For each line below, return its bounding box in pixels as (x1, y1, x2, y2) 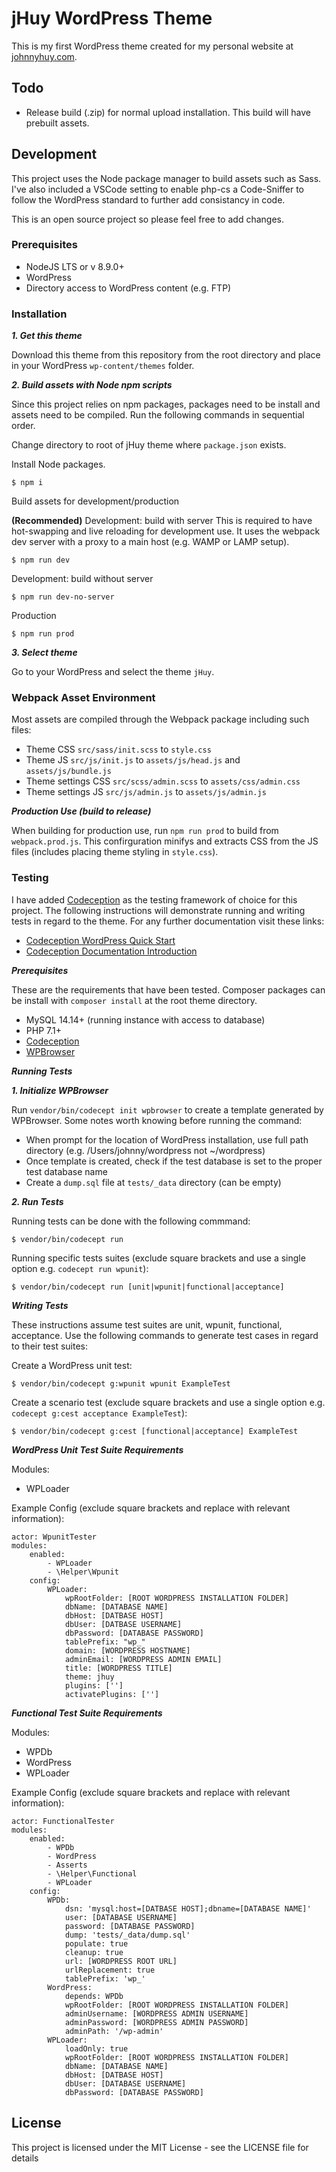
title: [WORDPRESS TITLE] (64, 1663, 173, 1673)
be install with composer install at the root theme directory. (11, 994, 258, 1006)
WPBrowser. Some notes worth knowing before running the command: (11, 1114, 303, 1126)
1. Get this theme (11, 330, 83, 342)
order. (11, 420, 36, 432)
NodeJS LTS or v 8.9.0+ (25, 260, 125, 272)
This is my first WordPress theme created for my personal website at (11, 40, 294, 52)
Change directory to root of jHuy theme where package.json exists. (11, 439, 287, 451)
